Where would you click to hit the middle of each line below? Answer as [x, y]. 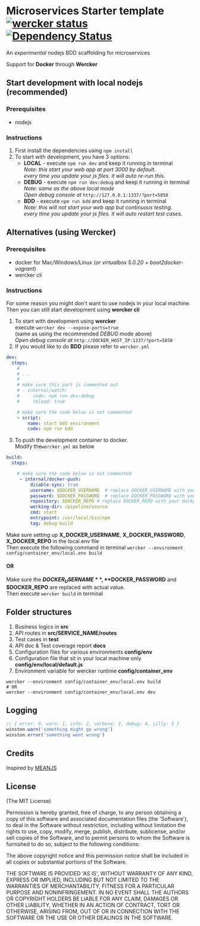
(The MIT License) [29, 801]
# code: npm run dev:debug [56, 396]
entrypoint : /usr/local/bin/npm [70, 518]
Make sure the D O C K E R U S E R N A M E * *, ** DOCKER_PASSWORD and [91, 580]
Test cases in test [37, 639]
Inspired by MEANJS [32, 768]
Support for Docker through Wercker [52, 64]
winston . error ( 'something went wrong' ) [56, 735]
